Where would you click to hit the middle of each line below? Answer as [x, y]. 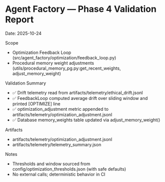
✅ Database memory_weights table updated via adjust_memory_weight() [86, 120]
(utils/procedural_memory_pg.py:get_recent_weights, [67, 68]
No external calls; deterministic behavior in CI [59, 174]
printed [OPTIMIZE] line [36, 104]
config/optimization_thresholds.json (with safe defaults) [69, 169]
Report [19, 20]
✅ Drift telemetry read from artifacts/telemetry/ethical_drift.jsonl [78, 92]
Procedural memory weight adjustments [53, 63]
